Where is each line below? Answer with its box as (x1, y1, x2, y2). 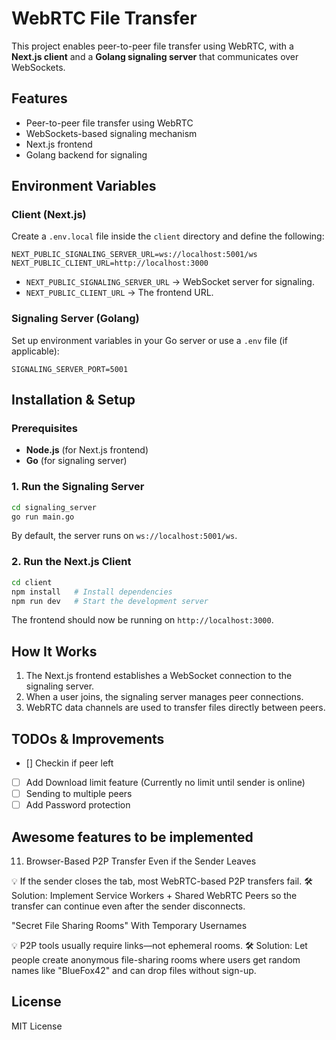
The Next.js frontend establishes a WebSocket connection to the (25, 670, 293, 682)
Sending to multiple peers (25, 788, 133, 800)
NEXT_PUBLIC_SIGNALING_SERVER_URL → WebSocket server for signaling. (25, 276, 315, 288)
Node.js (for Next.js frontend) (25, 444, 149, 456)
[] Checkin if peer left (25, 757, 114, 769)
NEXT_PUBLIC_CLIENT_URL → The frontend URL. (25, 287, 214, 299)
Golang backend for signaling (25, 148, 148, 161)
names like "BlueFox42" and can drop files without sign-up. (11, 965, 257, 977)
